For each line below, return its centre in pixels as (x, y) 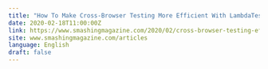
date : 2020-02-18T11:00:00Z (55, 23)
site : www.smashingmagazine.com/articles (78, 38)
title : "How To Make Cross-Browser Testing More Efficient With (117, 15)
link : (17, 30)
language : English (39, 45)
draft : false (30, 52)
